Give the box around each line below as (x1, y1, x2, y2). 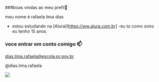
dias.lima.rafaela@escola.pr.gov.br (5, 54, 74, 59)
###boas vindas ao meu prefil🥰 (5, 5, 68, 10)
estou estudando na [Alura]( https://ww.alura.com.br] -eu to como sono (12, 23, 154, 29)
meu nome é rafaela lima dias (5, 14, 64, 19)
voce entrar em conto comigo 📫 (5, 41, 82, 47)
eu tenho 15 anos (12, 28, 47, 34)
